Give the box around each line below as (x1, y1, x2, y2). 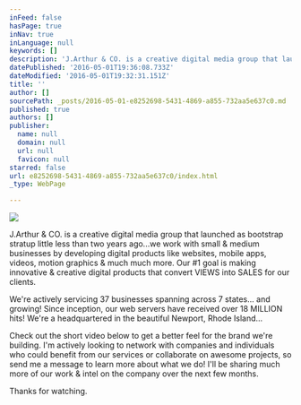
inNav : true (9, 30, 54, 39)
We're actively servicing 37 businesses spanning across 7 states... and (9, 294, 271, 305)
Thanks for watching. (9, 386, 88, 397)
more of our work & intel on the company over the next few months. (9, 368, 259, 379)
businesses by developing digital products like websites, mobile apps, (9, 248, 267, 259)
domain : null (17, 138, 66, 147)
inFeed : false (9, 13, 63, 22)
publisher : (9, 122, 50, 131)
